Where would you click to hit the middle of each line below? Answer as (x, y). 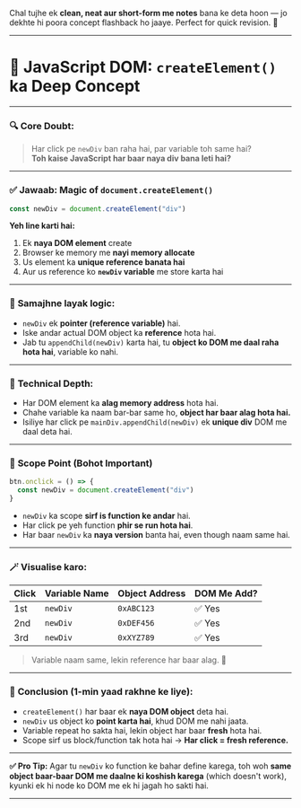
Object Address (152, 593)
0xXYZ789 (136, 638)
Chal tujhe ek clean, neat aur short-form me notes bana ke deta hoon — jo (149, 13)
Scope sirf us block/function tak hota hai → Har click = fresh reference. (155, 740)
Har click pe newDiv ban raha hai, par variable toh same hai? (142, 149)
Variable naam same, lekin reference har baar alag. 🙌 (129, 660)
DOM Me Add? (226, 593)
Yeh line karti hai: (42, 226)
